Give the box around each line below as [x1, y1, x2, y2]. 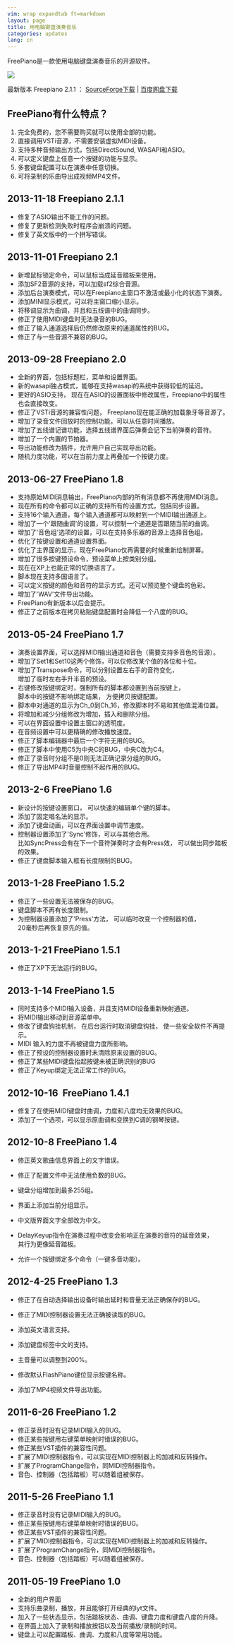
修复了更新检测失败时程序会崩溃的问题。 [17, 221, 135, 229]
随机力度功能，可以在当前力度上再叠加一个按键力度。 [17, 453, 173, 461]
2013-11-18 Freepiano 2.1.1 [7, 193, 125, 205]
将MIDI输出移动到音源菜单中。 [17, 1013, 106, 1022]
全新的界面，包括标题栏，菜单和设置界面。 [17, 373, 142, 381]
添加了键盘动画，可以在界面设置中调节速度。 [17, 820, 148, 830]
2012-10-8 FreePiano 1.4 [7, 1136, 118, 1148]
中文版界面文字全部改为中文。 [17, 1216, 104, 1224]
